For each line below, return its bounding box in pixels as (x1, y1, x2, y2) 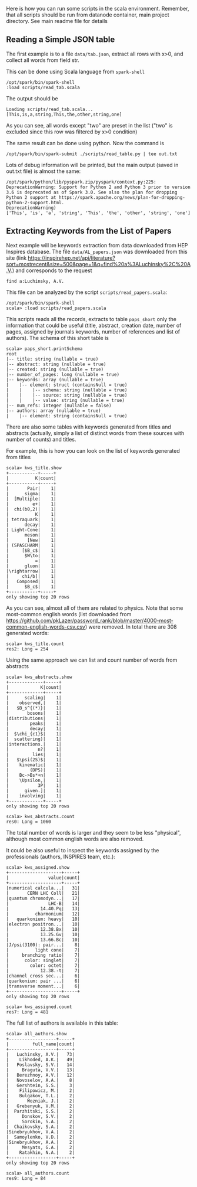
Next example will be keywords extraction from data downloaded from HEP (6, 241, 188, 248)
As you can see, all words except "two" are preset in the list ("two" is (6, 122, 173, 129)
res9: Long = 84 (6, 1175, 46, 1181)
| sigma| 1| (6, 491, 57, 496)
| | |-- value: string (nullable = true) (6, 397, 125, 403)
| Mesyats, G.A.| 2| (6, 1145, 75, 1150)
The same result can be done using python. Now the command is (6, 139, 165, 146)
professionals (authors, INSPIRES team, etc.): (6, 853, 116, 860)
